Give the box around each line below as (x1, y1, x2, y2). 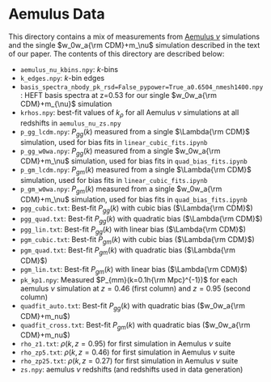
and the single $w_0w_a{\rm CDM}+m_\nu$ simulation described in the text (8, 40, 260, 49)
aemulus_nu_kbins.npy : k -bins (19, 64, 119, 74)
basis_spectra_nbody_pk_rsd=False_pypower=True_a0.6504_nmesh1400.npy (19, 83, 264, 91)
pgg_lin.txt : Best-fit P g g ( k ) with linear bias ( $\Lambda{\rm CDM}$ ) (19, 224, 247, 236)
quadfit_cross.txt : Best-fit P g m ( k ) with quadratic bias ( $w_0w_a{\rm (19, 320, 251, 332)
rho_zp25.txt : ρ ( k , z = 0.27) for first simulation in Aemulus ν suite (19, 356, 239, 366)
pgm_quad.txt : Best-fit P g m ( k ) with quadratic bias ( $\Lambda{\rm (19, 245, 236, 257)
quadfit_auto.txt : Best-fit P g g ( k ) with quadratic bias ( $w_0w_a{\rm (19, 300, 245, 312)
